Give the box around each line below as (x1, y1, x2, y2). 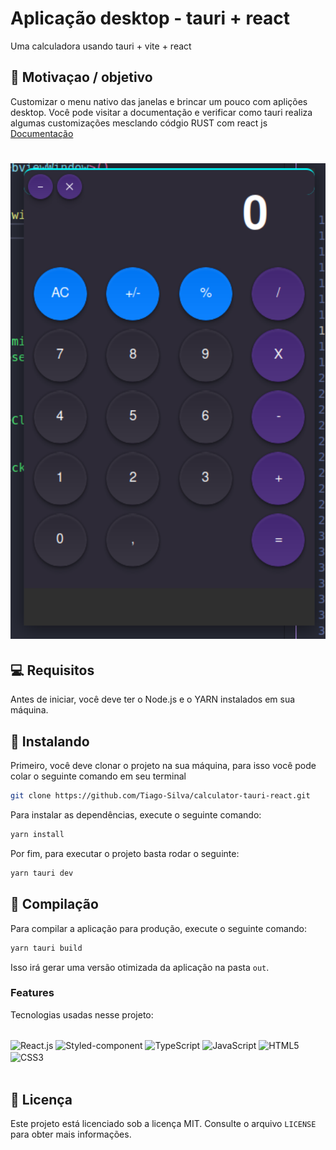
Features (10, 986, 55, 1000)
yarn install (10, 830, 65, 840)
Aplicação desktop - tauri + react (10, 7, 291, 30)
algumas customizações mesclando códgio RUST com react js (10, 117, 268, 129)
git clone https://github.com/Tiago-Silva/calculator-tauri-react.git (10, 791, 311, 801)
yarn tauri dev (10, 868, 74, 878)
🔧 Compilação (10, 896, 99, 913)
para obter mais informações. (10, 1128, 132, 1140)
